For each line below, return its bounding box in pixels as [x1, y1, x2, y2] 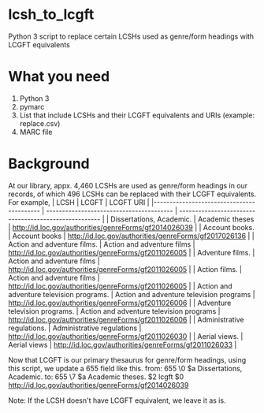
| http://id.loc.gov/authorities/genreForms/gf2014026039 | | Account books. [8, 222, 255, 232]
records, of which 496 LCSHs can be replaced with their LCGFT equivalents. [8, 189, 257, 199]
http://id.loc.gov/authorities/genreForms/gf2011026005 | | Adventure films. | [8, 247, 255, 257]
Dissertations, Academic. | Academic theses [110, 214, 255, 224]
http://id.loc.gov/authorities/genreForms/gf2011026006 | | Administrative [8, 314, 244, 324]
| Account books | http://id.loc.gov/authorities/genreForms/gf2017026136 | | [8, 231, 255, 240]
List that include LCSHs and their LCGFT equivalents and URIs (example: [19, 110, 255, 120]
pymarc [19, 102, 45, 111]
